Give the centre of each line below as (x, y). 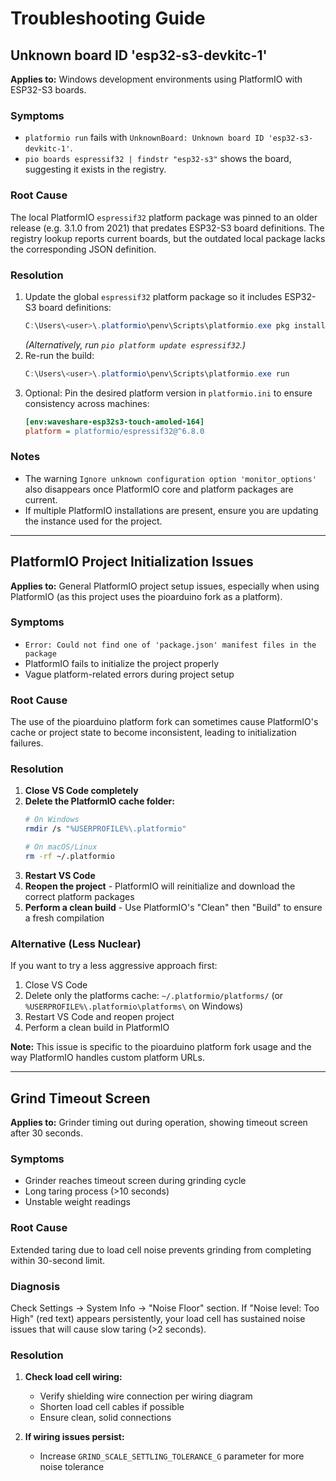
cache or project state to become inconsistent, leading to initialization (153, 733)
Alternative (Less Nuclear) (76, 944)
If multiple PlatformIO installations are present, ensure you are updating (171, 510)
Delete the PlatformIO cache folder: (99, 801)
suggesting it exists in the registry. (95, 169)
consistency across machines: (87, 403)
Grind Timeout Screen (80, 1098)
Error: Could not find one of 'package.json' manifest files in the (170, 645)
